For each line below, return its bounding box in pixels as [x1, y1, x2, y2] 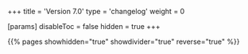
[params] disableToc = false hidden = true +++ [7, 22, 161, 31]
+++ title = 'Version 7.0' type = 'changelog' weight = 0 [7, 7, 185, 16]
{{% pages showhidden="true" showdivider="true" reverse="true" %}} [7, 37, 240, 46]
